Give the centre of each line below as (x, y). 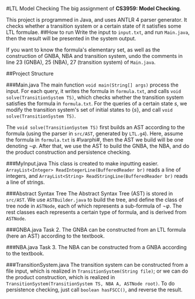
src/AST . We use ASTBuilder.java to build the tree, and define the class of (95, 200)
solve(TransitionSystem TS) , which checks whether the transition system (95, 97)
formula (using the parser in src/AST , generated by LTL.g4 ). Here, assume (95, 133)
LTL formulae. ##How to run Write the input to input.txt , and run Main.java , (98, 32)
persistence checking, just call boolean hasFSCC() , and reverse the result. (94, 290)
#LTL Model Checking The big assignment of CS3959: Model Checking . (94, 8)
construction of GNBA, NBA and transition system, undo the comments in (95, 56)
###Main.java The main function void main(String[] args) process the (92, 85)
